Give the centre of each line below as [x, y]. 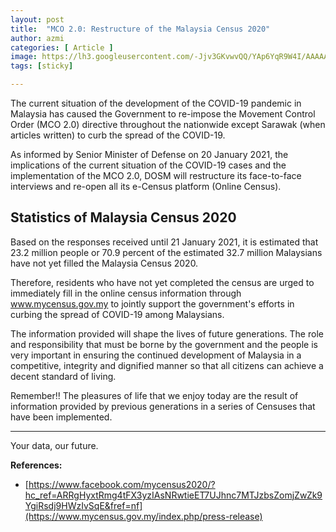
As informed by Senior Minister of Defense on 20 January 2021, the [149, 154]
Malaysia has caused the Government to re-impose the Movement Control [163, 114]
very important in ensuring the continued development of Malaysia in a [156, 355]
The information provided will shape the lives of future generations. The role [167, 333]
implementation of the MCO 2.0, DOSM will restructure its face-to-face [156, 175]
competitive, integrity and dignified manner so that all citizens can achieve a [167, 365]
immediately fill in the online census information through [126, 293]
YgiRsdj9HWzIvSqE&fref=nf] [83, 505]
